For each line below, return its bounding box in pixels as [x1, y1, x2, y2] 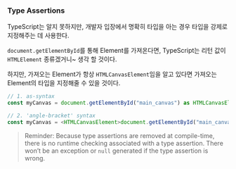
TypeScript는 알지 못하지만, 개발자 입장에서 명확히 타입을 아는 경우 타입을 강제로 [7, 23, 228, 31]
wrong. [24, 154, 46, 162]
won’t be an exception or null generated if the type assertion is [24, 146, 209, 155]
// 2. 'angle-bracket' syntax [7, 112, 96, 120]
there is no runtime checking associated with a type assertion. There [24, 139, 223, 147]
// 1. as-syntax [7, 93, 55, 100]
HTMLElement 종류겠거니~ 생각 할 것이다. [7, 55, 117, 63]
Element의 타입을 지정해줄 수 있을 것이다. [7, 79, 121, 87]
